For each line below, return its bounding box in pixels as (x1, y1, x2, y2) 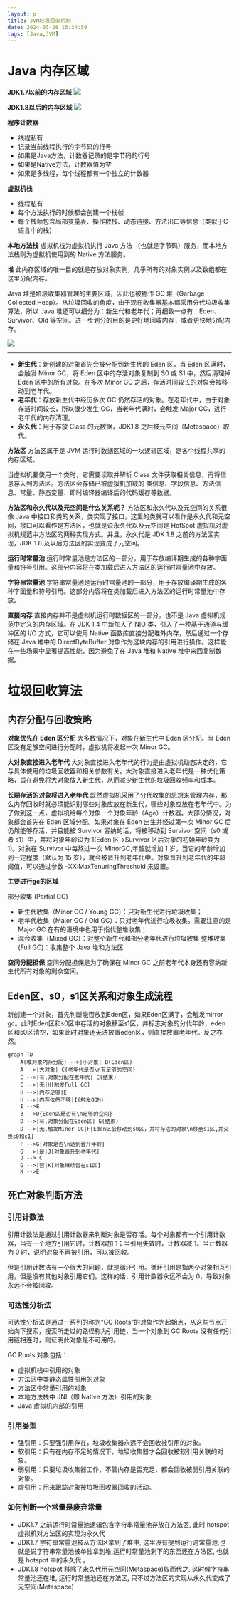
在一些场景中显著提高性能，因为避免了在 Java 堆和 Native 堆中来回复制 (7, 647, 216, 655)
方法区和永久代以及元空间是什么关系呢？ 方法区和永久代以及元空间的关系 (7, 503, 221, 512)
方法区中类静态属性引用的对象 (17, 1374, 105, 1383)
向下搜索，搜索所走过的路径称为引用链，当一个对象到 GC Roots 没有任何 (13, 1326, 225, 1335)
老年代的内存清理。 (17, 414, 75, 422)
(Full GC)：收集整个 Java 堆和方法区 (17, 943, 124, 951)
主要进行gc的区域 (7, 877, 59, 886)
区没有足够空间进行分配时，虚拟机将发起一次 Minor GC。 (7, 743, 174, 751)
